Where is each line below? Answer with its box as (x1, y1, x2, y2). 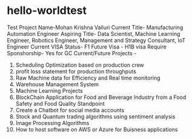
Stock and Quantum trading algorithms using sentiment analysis (15, 113, 176, 120)
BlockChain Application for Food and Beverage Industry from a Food (15, 93, 187, 101)
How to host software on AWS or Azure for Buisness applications (15, 126, 178, 133)
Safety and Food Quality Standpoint (15, 100, 105, 107)
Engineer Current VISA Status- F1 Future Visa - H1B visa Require (7, 43, 167, 50)
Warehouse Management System (15, 80, 99, 88)
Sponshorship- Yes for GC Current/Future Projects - (7, 49, 137, 56)
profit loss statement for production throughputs (15, 67, 137, 75)
